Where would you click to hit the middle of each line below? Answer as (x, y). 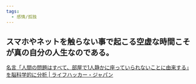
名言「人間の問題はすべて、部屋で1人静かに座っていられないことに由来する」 (97, 68)
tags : (13, 11)
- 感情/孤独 (24, 17)
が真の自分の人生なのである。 (60, 52)
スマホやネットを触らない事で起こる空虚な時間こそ (98, 41)
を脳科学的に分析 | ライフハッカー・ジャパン (60, 75)
